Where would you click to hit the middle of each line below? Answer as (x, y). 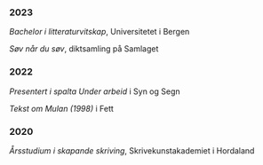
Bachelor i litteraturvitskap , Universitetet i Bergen (100, 32)
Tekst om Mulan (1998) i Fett (61, 108)
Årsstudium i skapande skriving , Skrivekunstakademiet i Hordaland (132, 150)
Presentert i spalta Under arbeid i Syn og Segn (95, 91)
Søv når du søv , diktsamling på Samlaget (84, 49)
